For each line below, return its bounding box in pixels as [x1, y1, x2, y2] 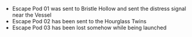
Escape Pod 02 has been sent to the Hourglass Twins [12, 18, 147, 24]
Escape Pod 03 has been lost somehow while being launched [12, 24, 167, 31]
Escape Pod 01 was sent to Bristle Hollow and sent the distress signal [12, 5, 187, 12]
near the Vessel [12, 11, 52, 18]
